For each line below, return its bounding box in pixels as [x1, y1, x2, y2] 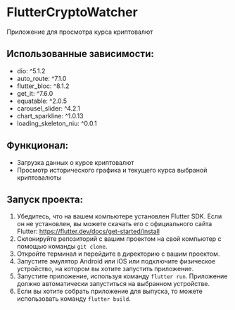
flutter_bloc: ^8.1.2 [16, 82, 70, 90]
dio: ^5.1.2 [16, 66, 46, 75]
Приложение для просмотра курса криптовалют [6, 27, 153, 36]
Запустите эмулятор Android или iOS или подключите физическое [16, 257, 216, 266]
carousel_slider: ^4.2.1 [16, 104, 80, 113]
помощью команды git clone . [16, 242, 108, 251]
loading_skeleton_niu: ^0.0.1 [16, 119, 97, 128]
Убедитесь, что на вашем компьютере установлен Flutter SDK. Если [16, 212, 222, 221]
